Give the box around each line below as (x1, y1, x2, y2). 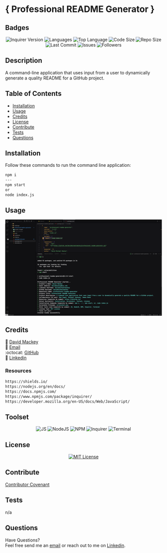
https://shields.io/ (5, 379, 48, 384)
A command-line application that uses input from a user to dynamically (5, 69, 151, 75)
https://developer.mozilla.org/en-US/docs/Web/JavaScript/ (5, 399, 130, 404)
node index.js (5, 192, 35, 198)
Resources (5, 367, 32, 374)
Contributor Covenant (5, 481, 50, 488)
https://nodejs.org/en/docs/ (5, 384, 66, 389)
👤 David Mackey (5, 339, 39, 345)
